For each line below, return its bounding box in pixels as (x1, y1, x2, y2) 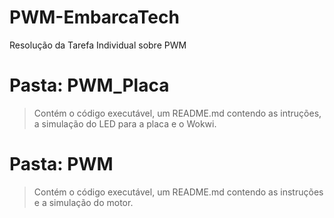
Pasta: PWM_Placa (9, 74, 170, 97)
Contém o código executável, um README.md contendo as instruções (33, 186, 324, 198)
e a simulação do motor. (33, 196, 134, 208)
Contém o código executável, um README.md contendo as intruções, (33, 107, 322, 119)
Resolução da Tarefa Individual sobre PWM (9, 39, 187, 51)
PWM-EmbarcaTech (9, 6, 180, 29)
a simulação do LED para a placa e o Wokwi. (33, 117, 217, 130)
